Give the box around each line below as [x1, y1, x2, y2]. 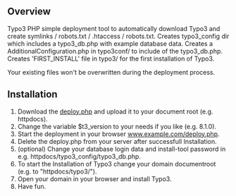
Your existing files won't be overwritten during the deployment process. [7, 68, 216, 76]
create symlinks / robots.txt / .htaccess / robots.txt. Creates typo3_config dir [7, 32, 230, 40]
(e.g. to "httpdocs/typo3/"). [17, 167, 97, 176]
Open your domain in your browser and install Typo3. [17, 174, 172, 183]
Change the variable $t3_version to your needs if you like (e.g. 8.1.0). [17, 122, 217, 130]
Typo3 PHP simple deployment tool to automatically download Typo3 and [7, 24, 221, 32]
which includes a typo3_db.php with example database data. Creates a [7, 39, 213, 48]
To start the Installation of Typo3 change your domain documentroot [17, 159, 216, 168]
